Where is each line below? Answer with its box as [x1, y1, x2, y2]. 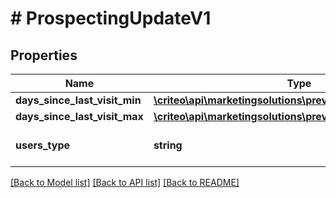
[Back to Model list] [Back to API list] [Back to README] [10, 177, 240, 188]
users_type [15, 138, 71, 152]
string [153, 138, 183, 152]
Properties [10, 47, 78, 64]
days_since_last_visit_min [15, 93, 142, 107]
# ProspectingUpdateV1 [10, 7, 212, 30]
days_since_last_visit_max [15, 110, 144, 123]
